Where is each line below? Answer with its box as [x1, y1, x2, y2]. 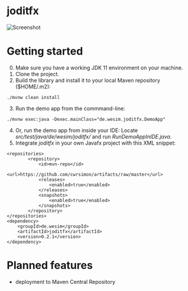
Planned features [7, 259, 93, 272]
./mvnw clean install [7, 94, 60, 100]
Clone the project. [15, 70, 60, 78]
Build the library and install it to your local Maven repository [15, 76, 160, 84]
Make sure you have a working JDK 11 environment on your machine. [15, 64, 183, 71]
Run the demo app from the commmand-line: [15, 105, 125, 112]
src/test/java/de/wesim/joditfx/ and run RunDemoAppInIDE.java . [15, 133, 172, 140]
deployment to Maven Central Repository [15, 278, 116, 285]
